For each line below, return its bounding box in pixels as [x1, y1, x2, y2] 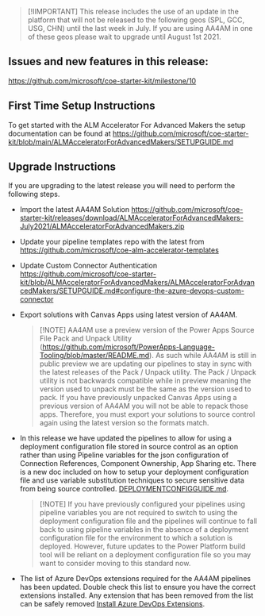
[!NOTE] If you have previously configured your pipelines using [39, 499, 246, 509]
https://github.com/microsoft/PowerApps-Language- [42, 342, 216, 352]
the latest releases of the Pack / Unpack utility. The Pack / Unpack [39, 368, 256, 377]
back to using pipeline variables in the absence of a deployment [39, 525, 249, 534]
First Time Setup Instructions [8, 99, 156, 113]
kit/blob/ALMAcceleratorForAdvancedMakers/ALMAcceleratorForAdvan [19, 278, 255, 287]
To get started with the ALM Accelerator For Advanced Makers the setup [8, 120, 246, 129]
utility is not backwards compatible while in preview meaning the [39, 376, 252, 386]
